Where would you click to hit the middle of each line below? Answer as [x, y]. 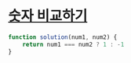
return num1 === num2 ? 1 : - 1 [73, 44]
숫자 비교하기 [48, 16]
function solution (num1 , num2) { [63, 37]
